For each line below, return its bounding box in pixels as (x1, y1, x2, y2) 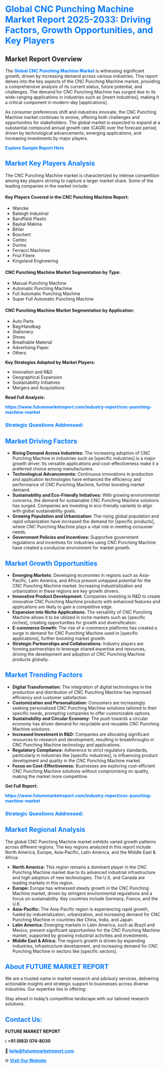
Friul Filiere (12, 253, 35, 258)
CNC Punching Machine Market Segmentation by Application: (5, 307, 134, 313)
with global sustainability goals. (12, 508, 76, 514)
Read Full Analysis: (5, 395, 45, 401)
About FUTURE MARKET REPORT (5, 962, 109, 971)
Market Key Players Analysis (5, 159, 95, 168)
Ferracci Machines (12, 248, 50, 254)
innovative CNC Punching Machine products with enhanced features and (12, 598, 161, 605)
